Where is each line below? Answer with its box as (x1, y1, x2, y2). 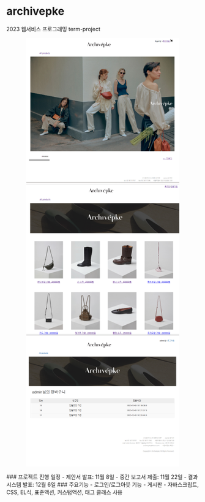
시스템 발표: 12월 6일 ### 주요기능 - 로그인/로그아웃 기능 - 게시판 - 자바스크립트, (6, 481, 199, 489)
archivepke (6, 4, 65, 18)
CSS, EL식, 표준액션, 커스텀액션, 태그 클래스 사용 (6, 489, 123, 496)
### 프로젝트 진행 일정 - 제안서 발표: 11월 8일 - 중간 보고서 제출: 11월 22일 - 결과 (6, 473, 198, 481)
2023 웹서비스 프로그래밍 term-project (6, 25, 101, 32)
